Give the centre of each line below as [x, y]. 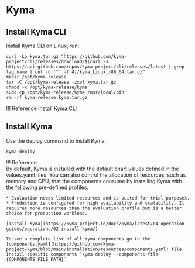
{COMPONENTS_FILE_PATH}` [36, 259]
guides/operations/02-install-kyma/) [52, 229]
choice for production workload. [47, 213]
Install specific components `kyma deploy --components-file [82, 254]
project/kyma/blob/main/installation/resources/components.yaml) [87, 249]
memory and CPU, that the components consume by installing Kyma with [94, 181]
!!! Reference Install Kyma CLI [42, 108]
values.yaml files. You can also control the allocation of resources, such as [96, 175]
